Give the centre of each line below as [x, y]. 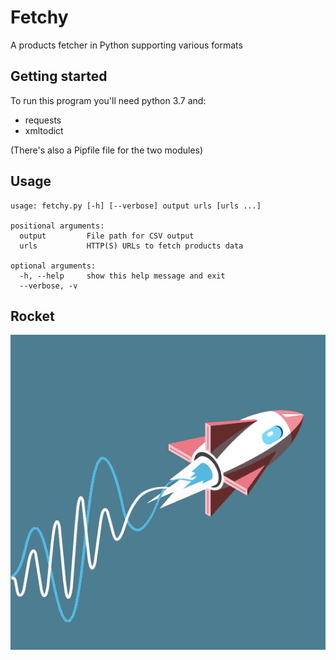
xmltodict [44, 130]
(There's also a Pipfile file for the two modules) [107, 150]
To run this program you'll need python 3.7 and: [108, 100]
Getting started [59, 76]
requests [43, 120]
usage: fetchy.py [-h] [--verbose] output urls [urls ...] [136, 206]
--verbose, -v [48, 286]
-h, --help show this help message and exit [122, 276]
